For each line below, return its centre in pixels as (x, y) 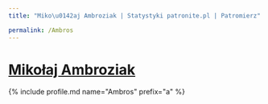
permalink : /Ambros (41, 30)
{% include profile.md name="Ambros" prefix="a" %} (97, 92)
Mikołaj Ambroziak (72, 70)
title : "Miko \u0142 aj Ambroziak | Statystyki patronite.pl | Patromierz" (135, 16)
